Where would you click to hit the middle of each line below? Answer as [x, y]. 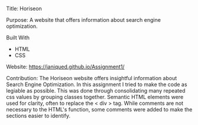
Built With [18, 37]
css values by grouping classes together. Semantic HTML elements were [95, 97]
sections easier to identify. [38, 116]
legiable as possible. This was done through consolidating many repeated [96, 91]
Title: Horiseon [24, 9]
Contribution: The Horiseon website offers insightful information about [92, 78]
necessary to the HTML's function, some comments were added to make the [99, 109]
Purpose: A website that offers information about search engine [84, 20]
